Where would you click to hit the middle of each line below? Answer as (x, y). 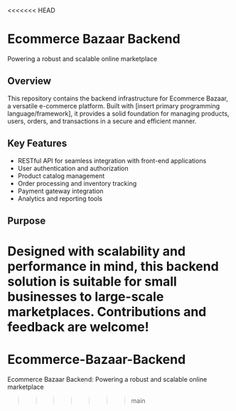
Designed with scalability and (97, 251)
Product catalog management (61, 176)
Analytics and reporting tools (60, 198)
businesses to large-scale (86, 297)
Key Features (37, 144)
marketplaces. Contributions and (107, 312)
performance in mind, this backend (113, 267)
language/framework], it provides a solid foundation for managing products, (118, 113)
